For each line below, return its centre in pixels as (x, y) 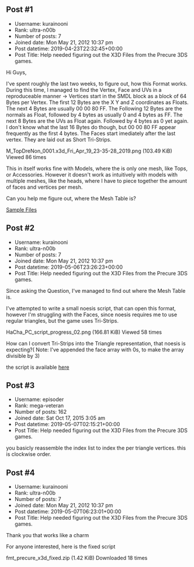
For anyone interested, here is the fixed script (61, 547)
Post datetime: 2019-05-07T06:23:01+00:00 (68, 511)
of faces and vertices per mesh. (44, 187)
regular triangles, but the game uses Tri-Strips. (62, 320)
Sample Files (21, 209)
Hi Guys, (16, 72)
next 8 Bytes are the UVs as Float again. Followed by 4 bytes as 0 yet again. (97, 121)
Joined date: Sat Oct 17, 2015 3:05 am (60, 418)
